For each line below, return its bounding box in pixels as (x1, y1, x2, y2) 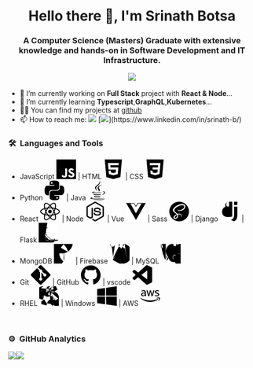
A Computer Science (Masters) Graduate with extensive (23, 35, 241, 46)
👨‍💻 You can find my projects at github (19, 105, 142, 115)
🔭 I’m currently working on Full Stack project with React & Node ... (19, 89, 233, 98)
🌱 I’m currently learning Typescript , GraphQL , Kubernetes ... (19, 98, 212, 107)
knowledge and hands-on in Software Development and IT (18, 45, 246, 56)
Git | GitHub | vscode (19, 277, 131, 286)
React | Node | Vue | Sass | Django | (19, 214, 244, 223)
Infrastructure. (103, 55, 161, 66)
